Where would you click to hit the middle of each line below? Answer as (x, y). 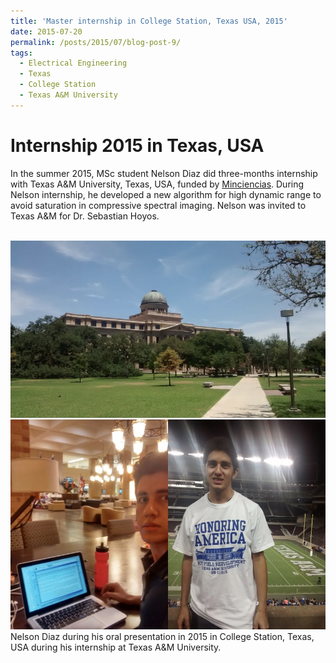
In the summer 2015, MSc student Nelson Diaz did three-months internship (164, 173)
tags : (21, 53)
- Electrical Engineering (73, 63)
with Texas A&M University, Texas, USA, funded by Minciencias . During (157, 184)
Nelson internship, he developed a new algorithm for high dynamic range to (166, 194)
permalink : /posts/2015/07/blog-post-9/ (96, 42)
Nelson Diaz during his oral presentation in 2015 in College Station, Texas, (162, 637)
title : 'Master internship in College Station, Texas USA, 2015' (149, 21)
